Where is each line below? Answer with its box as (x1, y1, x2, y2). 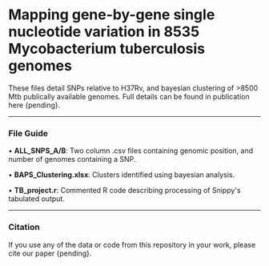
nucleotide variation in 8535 (8, 22, 200, 41)
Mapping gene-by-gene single (8, 6, 215, 24)
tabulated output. (8, 194, 66, 204)
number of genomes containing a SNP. (8, 155, 136, 164)
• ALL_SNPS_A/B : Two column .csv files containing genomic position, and (8, 146, 254, 155)
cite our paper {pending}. (8, 248, 92, 258)
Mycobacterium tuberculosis (8, 40, 206, 58)
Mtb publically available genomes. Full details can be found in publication (8, 91, 250, 101)
